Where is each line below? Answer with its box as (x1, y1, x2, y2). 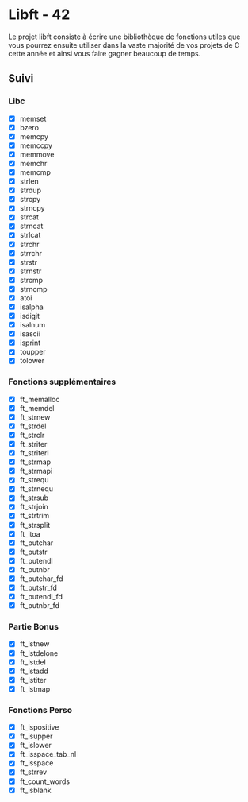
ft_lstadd (19, 666, 49, 676)
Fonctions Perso (8, 704, 73, 715)
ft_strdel (19, 421, 47, 431)
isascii (19, 329, 41, 339)
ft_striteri (19, 448, 49, 458)
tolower (19, 356, 45, 366)
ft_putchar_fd (19, 574, 63, 583)
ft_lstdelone (19, 648, 59, 657)
